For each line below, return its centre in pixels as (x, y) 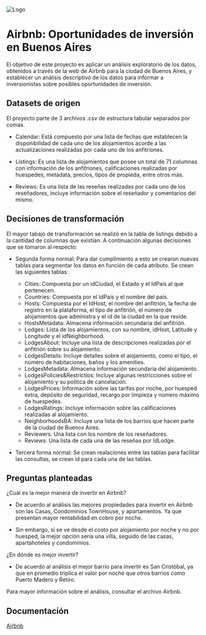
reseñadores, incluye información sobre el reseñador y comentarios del (105, 193)
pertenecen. (40, 290)
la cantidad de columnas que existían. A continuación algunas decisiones (99, 240)
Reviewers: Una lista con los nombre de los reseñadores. (96, 434)
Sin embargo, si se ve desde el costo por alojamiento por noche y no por (107, 530)
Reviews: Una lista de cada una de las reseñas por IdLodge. (100, 440)
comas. (16, 124)
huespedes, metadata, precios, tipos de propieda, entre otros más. (99, 175)
